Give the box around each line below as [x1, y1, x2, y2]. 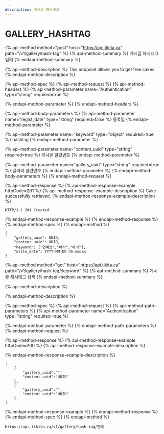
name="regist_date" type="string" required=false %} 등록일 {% [5, 116, 132, 122]
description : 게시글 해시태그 [5, 7, 60, 12]
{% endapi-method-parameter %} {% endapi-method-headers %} [5, 101, 139, 107]
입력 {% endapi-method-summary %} [5, 56, 81, 62]
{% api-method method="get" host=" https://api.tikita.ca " [5, 262, 120, 268]
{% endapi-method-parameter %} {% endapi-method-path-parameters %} [5, 322, 157, 329]
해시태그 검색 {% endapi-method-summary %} [10, 274, 103, 280]
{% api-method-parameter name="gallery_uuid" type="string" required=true [5, 161, 160, 167]
